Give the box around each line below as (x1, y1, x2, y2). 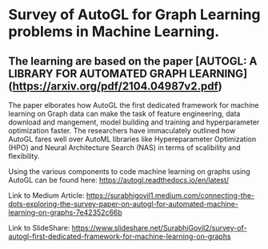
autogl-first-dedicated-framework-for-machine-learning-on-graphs (8, 231, 231, 241)
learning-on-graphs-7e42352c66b (8, 207, 122, 217)
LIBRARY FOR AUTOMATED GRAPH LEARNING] (8, 66, 248, 81)
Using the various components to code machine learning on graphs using (8, 167, 250, 176)
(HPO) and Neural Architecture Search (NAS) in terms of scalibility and (8, 143, 242, 152)
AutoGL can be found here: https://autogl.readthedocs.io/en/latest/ (8, 176, 230, 184)
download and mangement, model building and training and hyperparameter (8, 117, 260, 127)
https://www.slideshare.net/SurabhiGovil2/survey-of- (71, 223, 247, 232)
